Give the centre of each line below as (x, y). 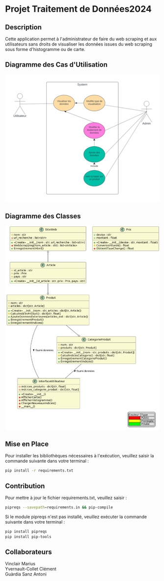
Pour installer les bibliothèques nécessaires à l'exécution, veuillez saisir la (80, 456)
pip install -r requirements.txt (39, 471)
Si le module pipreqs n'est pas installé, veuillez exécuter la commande (76, 517)
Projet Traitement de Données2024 (79, 9)
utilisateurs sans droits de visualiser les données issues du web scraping (79, 44)
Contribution (25, 486)
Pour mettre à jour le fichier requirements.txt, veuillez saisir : (66, 498)
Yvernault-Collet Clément (31, 569)
